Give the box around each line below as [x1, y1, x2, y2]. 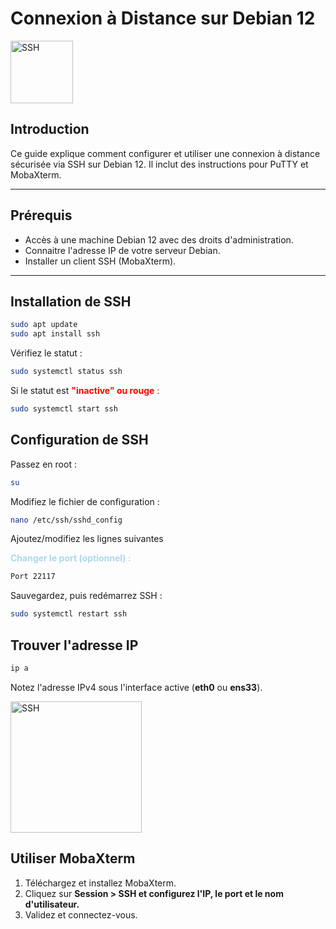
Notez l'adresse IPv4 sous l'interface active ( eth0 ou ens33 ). [10, 681, 263, 693]
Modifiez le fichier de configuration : [10, 495, 160, 507]
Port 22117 [10, 572, 56, 582]
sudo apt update [10, 320, 78, 330]
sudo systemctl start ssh [10, 404, 118, 414]
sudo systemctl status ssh [10, 367, 123, 377]
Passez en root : [10, 458, 77, 470]
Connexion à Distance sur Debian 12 [10, 7, 316, 30]
